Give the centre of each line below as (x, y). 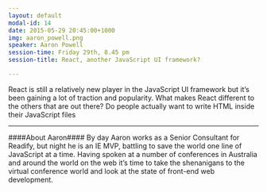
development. (31, 179)
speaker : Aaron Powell (46, 45)
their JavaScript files (42, 114)
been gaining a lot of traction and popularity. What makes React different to (132, 98)
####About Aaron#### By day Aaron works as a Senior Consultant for (124, 137)
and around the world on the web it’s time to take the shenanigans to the (126, 163)
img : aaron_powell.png (46, 38)
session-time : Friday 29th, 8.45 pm (69, 52)
